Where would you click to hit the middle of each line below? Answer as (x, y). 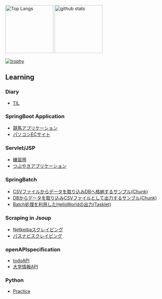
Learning (20, 77)
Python (15, 280)
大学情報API (25, 267)
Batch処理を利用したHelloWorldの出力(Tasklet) (62, 204)
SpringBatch (21, 180)
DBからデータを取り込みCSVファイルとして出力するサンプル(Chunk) (85, 198)
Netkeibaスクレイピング (38, 229)
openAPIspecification (33, 249)
